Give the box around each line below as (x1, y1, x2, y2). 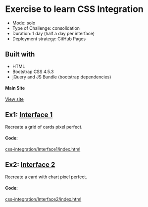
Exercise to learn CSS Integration (5, 3, 144, 15)
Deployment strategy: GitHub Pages (12, 36, 86, 42)
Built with (5, 50, 35, 59)
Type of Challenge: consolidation (12, 25, 80, 31)
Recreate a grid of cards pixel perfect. (5, 124, 83, 130)
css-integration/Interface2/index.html (5, 196, 82, 202)
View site (5, 96, 24, 102)
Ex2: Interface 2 (5, 160, 55, 169)
